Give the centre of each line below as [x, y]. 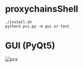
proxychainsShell [42, 9]
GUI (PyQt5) [30, 46]
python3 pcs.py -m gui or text [37, 26]
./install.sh [19, 22]
